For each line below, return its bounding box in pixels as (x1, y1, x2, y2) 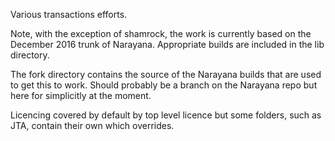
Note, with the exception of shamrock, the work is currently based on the (10, 28, 312, 39)
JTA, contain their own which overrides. (10, 120, 175, 131)
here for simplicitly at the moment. (10, 90, 152, 101)
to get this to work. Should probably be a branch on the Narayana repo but (10, 79, 318, 91)
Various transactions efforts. (10, 9, 128, 20)
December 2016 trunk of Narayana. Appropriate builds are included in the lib (10, 39, 325, 50)
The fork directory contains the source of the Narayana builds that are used (10, 69, 322, 80)
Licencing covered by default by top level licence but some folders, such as (10, 109, 322, 121)
